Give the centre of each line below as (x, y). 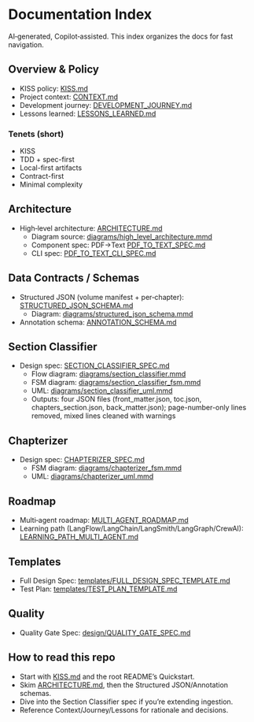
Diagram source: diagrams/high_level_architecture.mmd (121, 236)
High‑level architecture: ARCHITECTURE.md (91, 228)
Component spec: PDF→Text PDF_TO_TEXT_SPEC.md (118, 245)
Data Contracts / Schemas (74, 278)
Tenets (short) (36, 134)
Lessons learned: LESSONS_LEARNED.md (88, 113)
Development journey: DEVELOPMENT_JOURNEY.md (106, 105)
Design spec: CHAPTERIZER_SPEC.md (82, 460)
